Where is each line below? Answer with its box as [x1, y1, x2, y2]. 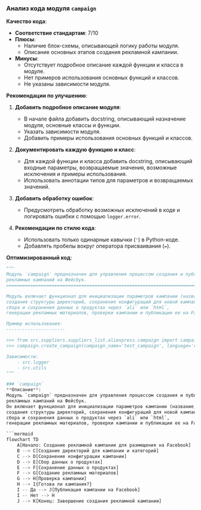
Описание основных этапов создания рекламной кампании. [23, 49, 179, 56]
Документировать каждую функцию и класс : [14, 146, 136, 154]
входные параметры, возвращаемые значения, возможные [23, 164, 177, 172]
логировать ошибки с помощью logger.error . [23, 213, 141, 220]
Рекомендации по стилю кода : [14, 224, 96, 232]
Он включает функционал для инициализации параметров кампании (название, [6, 403, 197, 409]
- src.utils [17, 365, 47, 371]
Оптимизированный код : [6, 254, 72, 262]
